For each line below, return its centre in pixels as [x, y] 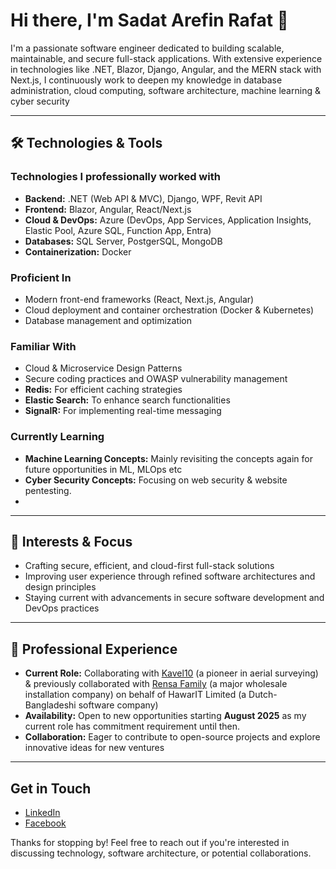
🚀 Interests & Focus [71, 541]
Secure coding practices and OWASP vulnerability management [156, 379]
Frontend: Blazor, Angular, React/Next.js [108, 209]
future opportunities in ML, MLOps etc [103, 469]
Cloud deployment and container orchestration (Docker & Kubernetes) [169, 310]
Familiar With [43, 346]
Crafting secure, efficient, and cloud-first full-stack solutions [149, 566]
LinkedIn [42, 812]
